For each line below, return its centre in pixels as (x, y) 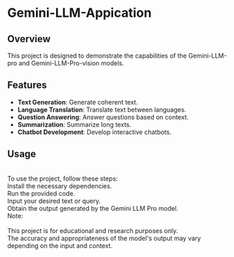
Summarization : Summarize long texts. (74, 124)
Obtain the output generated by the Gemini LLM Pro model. (93, 208)
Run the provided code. (41, 193)
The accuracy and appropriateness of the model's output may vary (104, 238)
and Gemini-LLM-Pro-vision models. (71, 63)
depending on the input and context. (60, 245)
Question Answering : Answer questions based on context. (103, 117)
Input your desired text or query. (54, 201)
